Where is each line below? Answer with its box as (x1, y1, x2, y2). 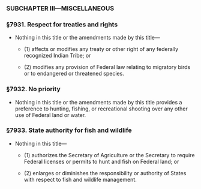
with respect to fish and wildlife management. (23, 176, 137, 183)
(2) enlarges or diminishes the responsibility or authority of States (23, 169, 187, 176)
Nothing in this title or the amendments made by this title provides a (14, 98, 182, 106)
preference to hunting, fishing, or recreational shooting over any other (14, 105, 188, 112)
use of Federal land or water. (14, 111, 86, 118)
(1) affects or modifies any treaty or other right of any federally (23, 46, 179, 53)
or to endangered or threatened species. (23, 70, 124, 77)
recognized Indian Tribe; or (23, 52, 91, 59)
